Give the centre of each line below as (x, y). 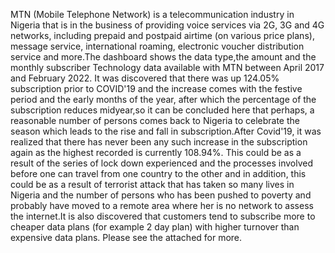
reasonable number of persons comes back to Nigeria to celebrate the (155, 120)
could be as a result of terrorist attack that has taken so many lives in (152, 184)
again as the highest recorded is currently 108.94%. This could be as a (156, 152)
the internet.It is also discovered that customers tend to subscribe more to (163, 216)
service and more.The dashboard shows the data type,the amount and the (163, 57)
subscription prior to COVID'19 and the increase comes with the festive (156, 88)
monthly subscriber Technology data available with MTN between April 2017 (167, 67)
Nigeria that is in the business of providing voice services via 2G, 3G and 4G (167, 25)
